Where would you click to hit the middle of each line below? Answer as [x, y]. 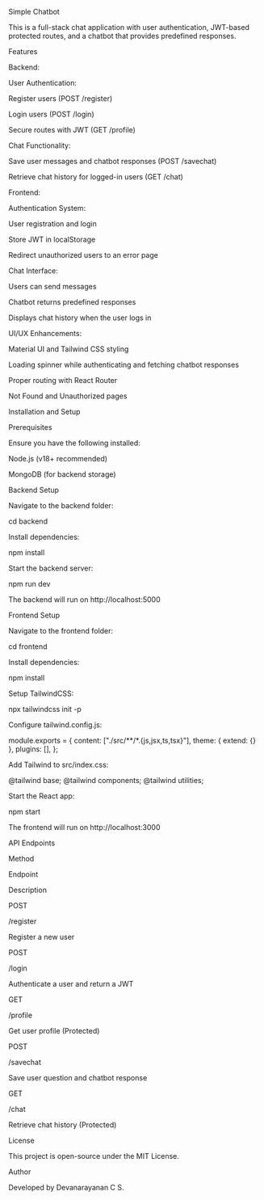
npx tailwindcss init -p [45, 709]
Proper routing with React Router [63, 380]
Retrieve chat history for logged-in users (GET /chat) [96, 177]
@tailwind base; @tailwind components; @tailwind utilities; [106, 780]
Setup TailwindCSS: [41, 693]
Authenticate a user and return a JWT [71, 984]
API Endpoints [32, 843]
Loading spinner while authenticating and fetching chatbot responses [124, 364]
